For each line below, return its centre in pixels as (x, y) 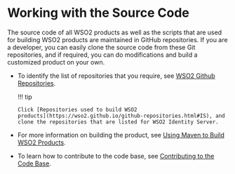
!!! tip (25, 97)
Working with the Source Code (98, 13)
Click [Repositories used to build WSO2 (77, 109)
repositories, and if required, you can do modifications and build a (102, 55)
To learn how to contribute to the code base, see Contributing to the (116, 156)
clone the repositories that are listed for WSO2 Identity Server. (118, 122)
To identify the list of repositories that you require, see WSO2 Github (116, 76)
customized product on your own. (56, 62)
